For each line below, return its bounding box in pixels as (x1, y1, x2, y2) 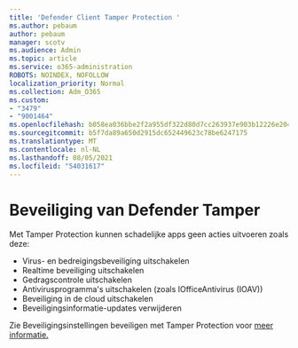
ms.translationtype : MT (9, 137, 98, 146)
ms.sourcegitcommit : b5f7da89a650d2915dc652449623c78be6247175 (9, 129, 248, 138)
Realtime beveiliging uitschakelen (21, 265, 145, 276)
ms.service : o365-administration (9, 63, 133, 72)
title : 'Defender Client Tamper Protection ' (9, 12, 180, 22)
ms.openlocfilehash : (9, 121, 86, 130)
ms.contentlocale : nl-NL (9, 145, 101, 154)
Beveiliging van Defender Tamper (9, 200, 261, 220)
